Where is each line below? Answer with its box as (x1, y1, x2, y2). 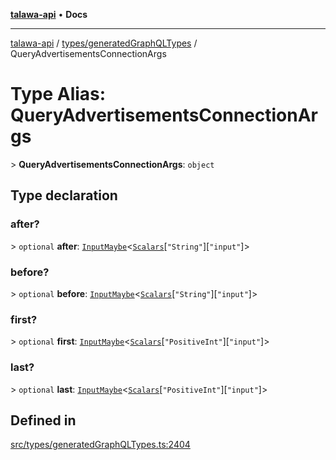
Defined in (10, 412, 77, 429)
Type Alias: (10, 83, 107, 106)
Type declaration (10, 187, 118, 204)
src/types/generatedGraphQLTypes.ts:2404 (10, 439, 191, 451)
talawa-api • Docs (10, 9, 88, 20)
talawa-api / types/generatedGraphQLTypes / (10, 37, 198, 49)
